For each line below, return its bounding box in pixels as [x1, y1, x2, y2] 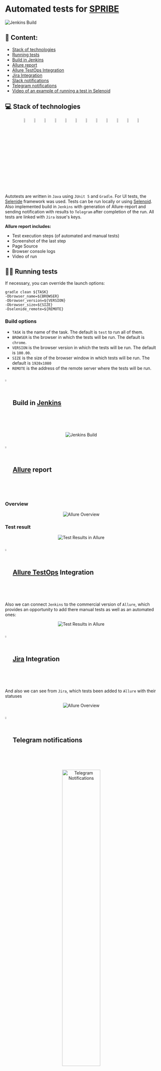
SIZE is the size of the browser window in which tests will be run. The [12, 355, 150, 361]
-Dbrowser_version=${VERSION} [5, 298, 66, 303]
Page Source [12, 243, 38, 249]
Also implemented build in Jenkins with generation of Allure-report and [5, 203, 146, 210]
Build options [5, 318, 37, 325]
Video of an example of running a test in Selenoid [12, 88, 111, 93]
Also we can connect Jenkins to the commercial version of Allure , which [5, 601, 150, 607]
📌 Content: [5, 34, 38, 42]
